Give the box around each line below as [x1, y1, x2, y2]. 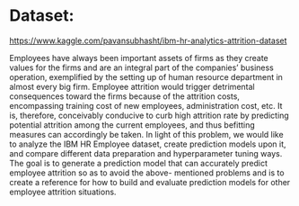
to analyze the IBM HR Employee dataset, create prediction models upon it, [9, 139, 286, 149]
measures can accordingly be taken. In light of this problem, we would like [9, 129, 285, 139]
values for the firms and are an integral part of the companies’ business [9, 62, 274, 73]
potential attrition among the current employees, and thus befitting [9, 119, 256, 130]
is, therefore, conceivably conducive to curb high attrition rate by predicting [9, 110, 289, 121]
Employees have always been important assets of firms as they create [9, 52, 268, 63]
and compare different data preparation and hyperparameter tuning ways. [9, 148, 283, 158]
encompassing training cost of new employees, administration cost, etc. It [9, 100, 283, 111]
